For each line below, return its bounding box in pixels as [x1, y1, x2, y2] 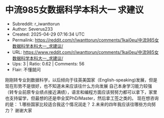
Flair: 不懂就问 [12, 66, 41, 72]
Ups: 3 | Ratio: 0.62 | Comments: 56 [12, 60, 85, 66]
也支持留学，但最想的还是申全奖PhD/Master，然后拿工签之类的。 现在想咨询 [5, 95, 159, 101]
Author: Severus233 [12, 26, 53, 32]
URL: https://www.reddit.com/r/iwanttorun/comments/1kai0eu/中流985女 [12, 49, 159, 55]
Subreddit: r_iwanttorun [12, 20, 60, 27]
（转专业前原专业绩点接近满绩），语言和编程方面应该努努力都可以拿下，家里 [5, 89, 158, 95]
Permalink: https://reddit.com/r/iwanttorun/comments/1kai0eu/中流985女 [12, 37, 159, 43]
